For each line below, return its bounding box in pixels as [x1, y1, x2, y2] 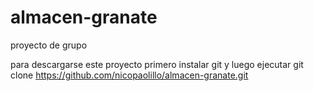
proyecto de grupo [10, 39, 88, 51]
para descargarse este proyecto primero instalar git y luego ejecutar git [10, 58, 304, 70]
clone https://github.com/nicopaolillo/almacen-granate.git [10, 69, 249, 81]
